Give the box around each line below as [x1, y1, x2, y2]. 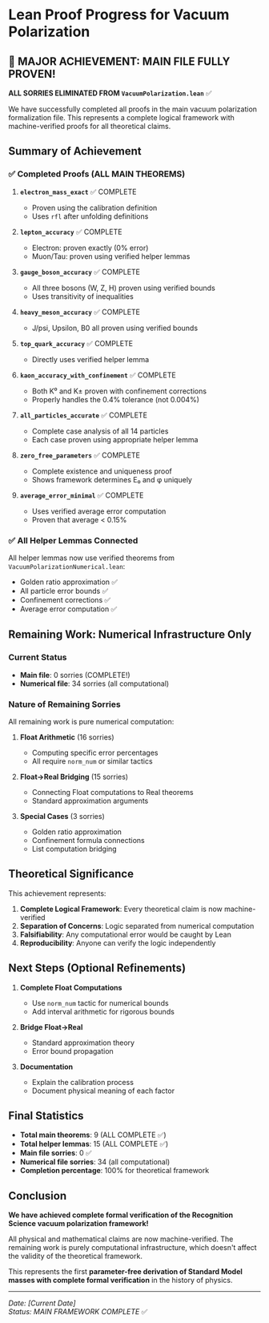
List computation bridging [31, 844, 118, 853]
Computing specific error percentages [31, 748, 159, 757]
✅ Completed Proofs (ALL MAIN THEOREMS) [8, 168, 186, 179]
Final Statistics [8, 1108, 84, 1123]
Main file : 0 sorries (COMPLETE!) [19, 670, 130, 680]
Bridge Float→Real [19, 1022, 83, 1031]
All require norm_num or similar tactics [31, 756, 154, 766]
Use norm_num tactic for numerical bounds [31, 998, 170, 1007]
